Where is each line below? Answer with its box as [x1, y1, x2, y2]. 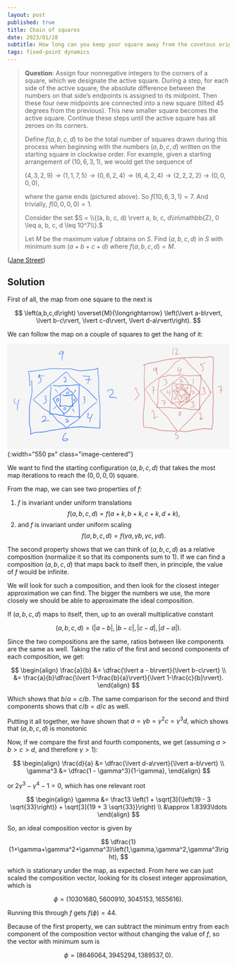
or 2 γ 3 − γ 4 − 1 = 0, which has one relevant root [7, 780, 146, 790]
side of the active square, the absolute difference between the [24, 84, 206, 92]
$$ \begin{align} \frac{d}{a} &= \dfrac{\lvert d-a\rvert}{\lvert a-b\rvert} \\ [13, 759, 224, 768]
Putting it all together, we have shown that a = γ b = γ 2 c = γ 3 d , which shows [7, 716, 229, 725]
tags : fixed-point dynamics [7, 49, 90, 56]
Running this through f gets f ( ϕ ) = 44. [7, 908, 117, 917]
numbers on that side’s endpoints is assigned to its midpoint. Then [24, 92, 217, 99]
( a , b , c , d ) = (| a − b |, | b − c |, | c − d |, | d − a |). [55, 623, 182, 632]
